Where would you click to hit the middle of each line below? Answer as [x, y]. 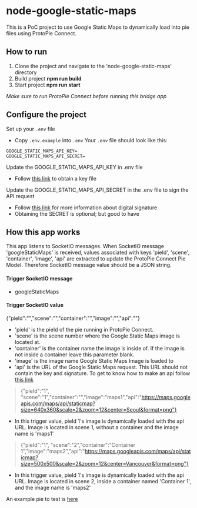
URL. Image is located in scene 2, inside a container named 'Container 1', [103, 481]
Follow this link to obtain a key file [56, 178]
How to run [27, 52]
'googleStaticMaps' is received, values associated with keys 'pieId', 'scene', [98, 253]
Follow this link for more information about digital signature [86, 208]
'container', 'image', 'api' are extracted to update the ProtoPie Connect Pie [96, 259]
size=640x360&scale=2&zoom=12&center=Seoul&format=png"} [99, 409]
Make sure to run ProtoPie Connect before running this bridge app [86, 96]
